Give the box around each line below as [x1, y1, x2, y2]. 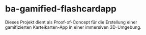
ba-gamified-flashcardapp [5, 3, 117, 14]
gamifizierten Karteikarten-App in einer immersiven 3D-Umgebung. [5, 24, 142, 30]
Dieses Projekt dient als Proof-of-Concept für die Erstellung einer [5, 19, 138, 25]
